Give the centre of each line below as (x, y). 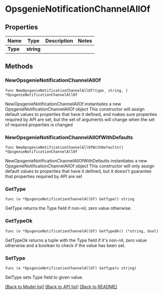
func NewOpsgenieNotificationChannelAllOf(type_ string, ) (67, 90)
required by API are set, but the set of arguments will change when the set (80, 119)
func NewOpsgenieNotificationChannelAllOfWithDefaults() (64, 147)
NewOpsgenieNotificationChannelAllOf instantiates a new (63, 104)
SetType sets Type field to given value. (44, 277)
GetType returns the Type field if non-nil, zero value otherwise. (69, 208)
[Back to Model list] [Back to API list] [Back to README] (61, 287)
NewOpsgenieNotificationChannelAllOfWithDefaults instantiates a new (76, 160)
